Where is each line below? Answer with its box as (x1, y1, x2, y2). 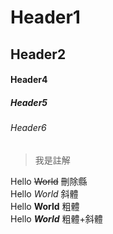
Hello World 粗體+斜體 (10, 212, 103, 225)
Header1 (10, 6, 81, 29)
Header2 (10, 46, 67, 63)
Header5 (10, 96, 48, 108)
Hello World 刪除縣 (10, 175, 88, 187)
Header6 (10, 122, 47, 134)
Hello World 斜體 (10, 187, 79, 200)
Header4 (10, 74, 48, 86)
